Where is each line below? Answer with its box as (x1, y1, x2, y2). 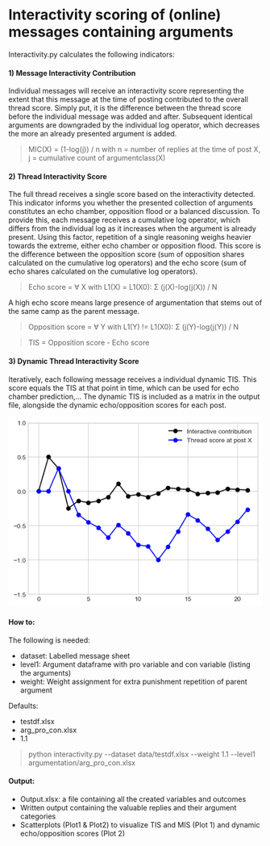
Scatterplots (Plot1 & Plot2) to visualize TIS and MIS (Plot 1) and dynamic (19, 820, 260, 830)
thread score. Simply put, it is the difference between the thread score (8, 103, 242, 113)
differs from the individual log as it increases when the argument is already (8, 224, 256, 233)
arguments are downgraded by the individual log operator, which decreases (8, 120, 260, 130)
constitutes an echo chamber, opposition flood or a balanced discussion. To (8, 207, 260, 216)
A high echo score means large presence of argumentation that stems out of (8, 298, 263, 308)
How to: (8, 618, 35, 627)
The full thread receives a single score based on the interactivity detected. (8, 190, 255, 199)
